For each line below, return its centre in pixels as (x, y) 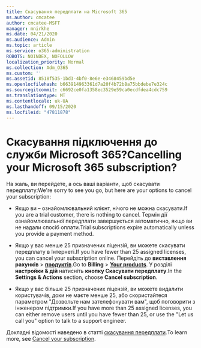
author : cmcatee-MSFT (33, 23)
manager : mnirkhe (28, 28)
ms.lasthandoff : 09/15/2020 (41, 106)
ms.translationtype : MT (36, 95)
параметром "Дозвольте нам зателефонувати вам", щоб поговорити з (105, 302)
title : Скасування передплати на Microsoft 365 (67, 12)
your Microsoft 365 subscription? (91, 167)
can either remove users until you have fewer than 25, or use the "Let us (104, 314)
